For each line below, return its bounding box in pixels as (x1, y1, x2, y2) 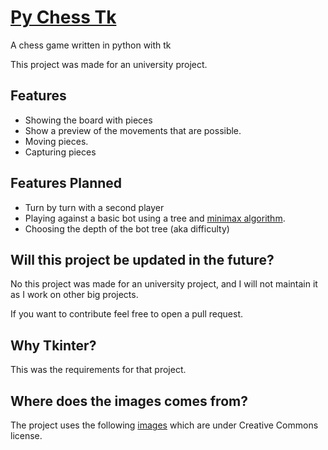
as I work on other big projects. (10, 289, 139, 301)
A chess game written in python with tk (10, 39, 172, 51)
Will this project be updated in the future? (10, 251, 275, 268)
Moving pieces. (24, 135, 89, 147)
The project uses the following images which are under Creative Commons (10, 419, 319, 431)
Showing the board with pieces (24, 114, 153, 126)
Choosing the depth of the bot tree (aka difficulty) (24, 222, 230, 235)
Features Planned (10, 175, 123, 192)
